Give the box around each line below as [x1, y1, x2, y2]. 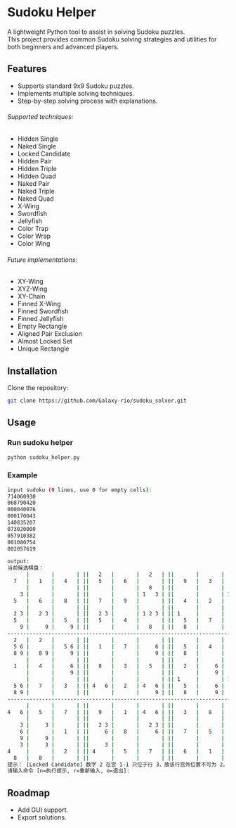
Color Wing [17, 239, 51, 247]
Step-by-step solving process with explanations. [17, 96, 158, 105]
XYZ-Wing [17, 284, 48, 293]
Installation [7, 365, 58, 377]
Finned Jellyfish [17, 315, 64, 323]
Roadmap [7, 786, 51, 799]
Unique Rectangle [17, 344, 70, 353]
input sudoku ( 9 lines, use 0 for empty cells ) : [7, 487, 152, 494]
